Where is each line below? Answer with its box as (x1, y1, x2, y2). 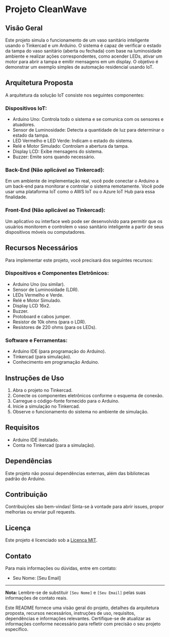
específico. (5, 626, 29, 632)
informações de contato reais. (5, 594, 68, 601)
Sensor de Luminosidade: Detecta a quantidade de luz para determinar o (12, 127, 164, 133)
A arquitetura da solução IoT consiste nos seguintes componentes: (5, 92, 145, 98)
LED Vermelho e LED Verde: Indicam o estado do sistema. (12, 138, 133, 144)
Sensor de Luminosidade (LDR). (12, 286, 79, 292)
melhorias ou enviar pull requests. (5, 509, 76, 515)
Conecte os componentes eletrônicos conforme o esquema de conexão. (12, 392, 164, 398)
